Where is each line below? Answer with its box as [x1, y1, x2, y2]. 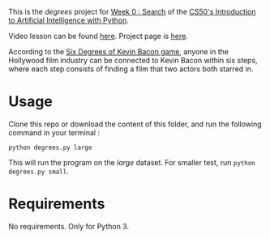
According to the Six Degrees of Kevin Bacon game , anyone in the [8, 47, 229, 56]
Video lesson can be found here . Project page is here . [8, 32, 188, 41]
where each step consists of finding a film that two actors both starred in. [8, 64, 254, 74]
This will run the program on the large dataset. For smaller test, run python [8, 157, 255, 167]
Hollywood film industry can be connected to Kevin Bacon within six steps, [8, 56, 258, 65]
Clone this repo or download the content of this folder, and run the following [8, 119, 262, 129]
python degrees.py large [8, 143, 92, 152]
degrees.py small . [8, 166, 69, 176]
